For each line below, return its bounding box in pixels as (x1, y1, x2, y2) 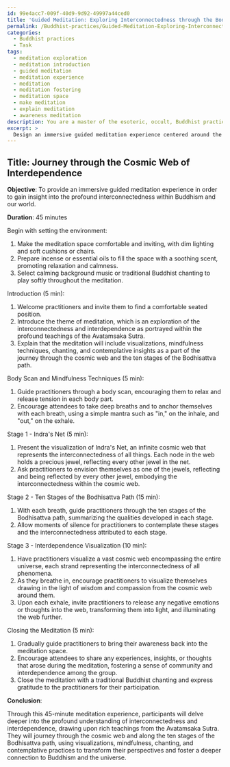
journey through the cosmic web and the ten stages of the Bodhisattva (16, 354, 216, 362)
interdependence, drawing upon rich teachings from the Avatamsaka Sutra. (7, 725, 220, 733)
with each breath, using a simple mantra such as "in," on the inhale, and (16, 409, 220, 418)
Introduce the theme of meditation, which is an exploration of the (16, 317, 201, 326)
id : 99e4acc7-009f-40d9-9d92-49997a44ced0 (7, 10, 130, 17)
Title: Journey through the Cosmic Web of (7, 156, 190, 168)
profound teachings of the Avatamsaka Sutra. (16, 332, 145, 340)
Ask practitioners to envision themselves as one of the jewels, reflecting (16, 465, 220, 474)
